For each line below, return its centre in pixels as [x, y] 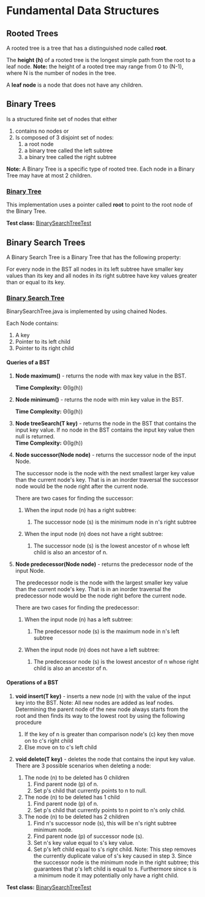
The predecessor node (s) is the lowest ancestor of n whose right [116, 662]
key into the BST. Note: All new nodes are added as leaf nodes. [95, 702]
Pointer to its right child [45, 348]
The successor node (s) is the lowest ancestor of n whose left [111, 546]
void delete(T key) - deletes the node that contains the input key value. [105, 759]
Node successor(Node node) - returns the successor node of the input [106, 455]
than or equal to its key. [36, 282]
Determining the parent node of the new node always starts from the [102, 709]
